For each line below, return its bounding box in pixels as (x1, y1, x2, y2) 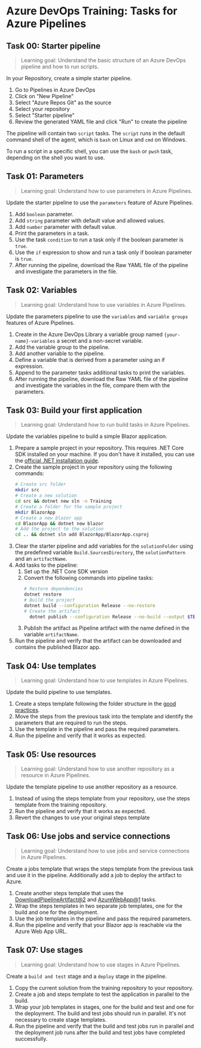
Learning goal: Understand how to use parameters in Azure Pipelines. (20, 187, 193, 194)
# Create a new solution (14, 493, 77, 499)
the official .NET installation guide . (14, 457, 100, 464)
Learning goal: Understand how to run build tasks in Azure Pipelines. (20, 421, 190, 428)
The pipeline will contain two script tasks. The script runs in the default (6, 130, 185, 137)
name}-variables (14, 338, 56, 344)
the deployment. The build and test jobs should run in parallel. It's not (14, 1010, 187, 1017)
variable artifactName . (23, 631, 79, 638)
